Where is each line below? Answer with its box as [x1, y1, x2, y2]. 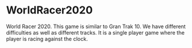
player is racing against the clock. [6, 35, 88, 42]
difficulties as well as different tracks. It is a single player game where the [6, 29, 185, 36]
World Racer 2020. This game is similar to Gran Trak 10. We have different [6, 23, 186, 30]
